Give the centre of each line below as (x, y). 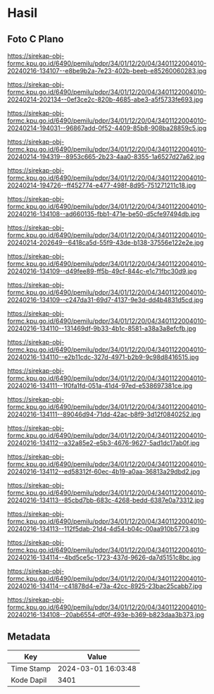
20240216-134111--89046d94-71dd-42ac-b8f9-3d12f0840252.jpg (104, 414)
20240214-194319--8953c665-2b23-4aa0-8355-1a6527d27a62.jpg (106, 157)
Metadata (29, 637)
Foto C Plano (36, 39)
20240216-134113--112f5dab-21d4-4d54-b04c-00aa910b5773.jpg (103, 529)
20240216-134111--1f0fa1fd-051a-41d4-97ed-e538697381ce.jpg (100, 386)
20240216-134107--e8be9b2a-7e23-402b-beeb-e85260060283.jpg (107, 71)
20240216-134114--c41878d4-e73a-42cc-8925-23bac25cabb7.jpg (105, 586)
